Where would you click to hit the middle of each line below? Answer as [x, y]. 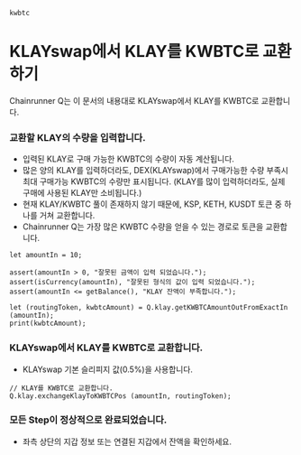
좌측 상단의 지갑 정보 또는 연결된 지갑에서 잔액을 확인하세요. [127, 441]
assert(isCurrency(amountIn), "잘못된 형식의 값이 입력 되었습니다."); [132, 283]
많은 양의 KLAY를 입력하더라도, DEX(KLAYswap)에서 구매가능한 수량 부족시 [155, 171]
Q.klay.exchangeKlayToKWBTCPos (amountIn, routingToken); [120, 396]
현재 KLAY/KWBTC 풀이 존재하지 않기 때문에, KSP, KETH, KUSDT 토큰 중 [152, 204]
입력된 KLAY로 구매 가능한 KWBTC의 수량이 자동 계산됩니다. [128, 159]
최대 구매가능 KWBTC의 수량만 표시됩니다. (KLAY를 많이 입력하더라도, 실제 [154, 181]
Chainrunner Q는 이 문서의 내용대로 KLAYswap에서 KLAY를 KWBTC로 [134, 100]
